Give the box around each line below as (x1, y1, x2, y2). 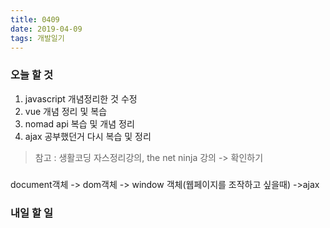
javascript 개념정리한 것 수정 (24, 92, 138, 105)
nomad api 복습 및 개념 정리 (24, 117, 135, 130)
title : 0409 (10, 14, 60, 25)
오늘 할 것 (10, 68, 53, 82)
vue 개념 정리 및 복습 (24, 105, 108, 117)
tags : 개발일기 (10, 33, 65, 43)
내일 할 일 (10, 206, 53, 220)
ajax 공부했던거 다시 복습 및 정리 (24, 130, 152, 142)
